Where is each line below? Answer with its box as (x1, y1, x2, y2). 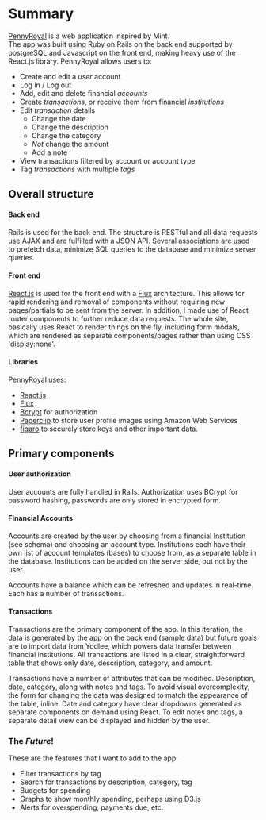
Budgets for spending (19, 786, 91, 795)
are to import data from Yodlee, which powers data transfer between (8, 641, 232, 651)
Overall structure (8, 187, 94, 201)
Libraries (8, 357, 38, 367)
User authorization (8, 469, 71, 479)
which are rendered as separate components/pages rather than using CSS (8, 330, 251, 340)
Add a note (31, 148, 68, 157)
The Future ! (8, 735, 54, 746)
